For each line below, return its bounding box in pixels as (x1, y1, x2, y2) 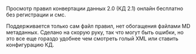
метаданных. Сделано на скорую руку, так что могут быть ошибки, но (6, 29, 184, 36)
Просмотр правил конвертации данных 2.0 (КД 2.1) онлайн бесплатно (6, 5, 184, 12)
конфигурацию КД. (6, 41, 54, 48)
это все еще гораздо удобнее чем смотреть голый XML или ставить (6, 35, 179, 42)
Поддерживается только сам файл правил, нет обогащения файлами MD (6, 23, 191, 29)
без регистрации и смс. (6, 11, 66, 18)
